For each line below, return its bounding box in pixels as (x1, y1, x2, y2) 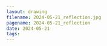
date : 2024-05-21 (6, 25, 50, 32)
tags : (6, 31, 20, 37)
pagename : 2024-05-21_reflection (6, 20, 91, 26)
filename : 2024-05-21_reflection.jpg (6, 14, 102, 20)
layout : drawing (6, 8, 47, 15)
